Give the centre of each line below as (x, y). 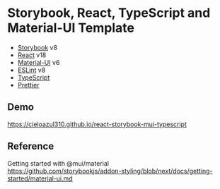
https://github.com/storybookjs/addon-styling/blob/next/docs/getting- (110, 171)
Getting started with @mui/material (58, 163)
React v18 (32, 55)
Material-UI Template (71, 28)
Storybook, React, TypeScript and (109, 13)
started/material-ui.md (40, 178)
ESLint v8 (31, 70)
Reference (31, 146)
